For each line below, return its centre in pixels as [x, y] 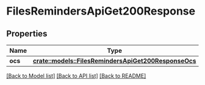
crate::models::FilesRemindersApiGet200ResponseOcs [114, 61]
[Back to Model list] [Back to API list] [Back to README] [76, 76]
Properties [27, 34]
